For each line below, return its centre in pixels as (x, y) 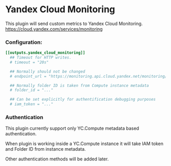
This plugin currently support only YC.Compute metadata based (72, 128)
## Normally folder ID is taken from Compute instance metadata (79, 85)
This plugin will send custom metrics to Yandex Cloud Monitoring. (74, 23)
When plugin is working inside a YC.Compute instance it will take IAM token (84, 144)
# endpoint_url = (28, 76)
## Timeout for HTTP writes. (41, 58)
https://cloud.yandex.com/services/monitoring (54, 29)
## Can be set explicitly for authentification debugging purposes (83, 100)
